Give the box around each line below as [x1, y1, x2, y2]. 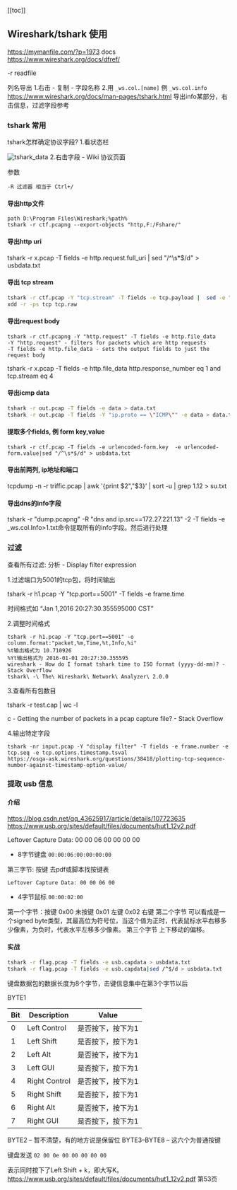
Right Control [27, 1075, 71, 1085]
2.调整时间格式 [7, 619, 51, 628]
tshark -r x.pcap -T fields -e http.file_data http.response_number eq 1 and [7, 364, 221, 372]
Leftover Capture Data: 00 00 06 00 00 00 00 [7, 835, 140, 844]
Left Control [27, 1022, 67, 1032]
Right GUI [27, 1116, 59, 1126]
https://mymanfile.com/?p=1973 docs [7, 47, 116, 56]
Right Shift [27, 1089, 61, 1099]
